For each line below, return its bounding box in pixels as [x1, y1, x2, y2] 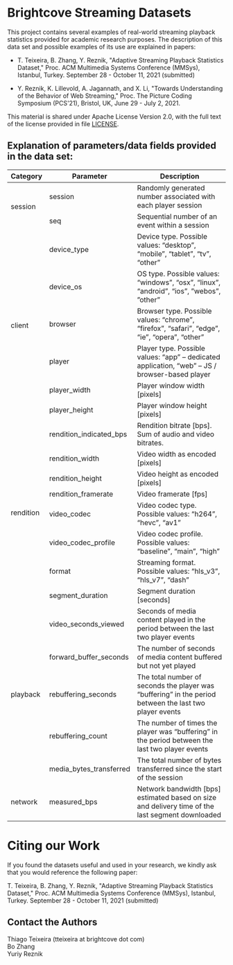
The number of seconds [137, 643, 216, 653]
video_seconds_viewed [49, 619, 125, 629]
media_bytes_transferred [49, 764, 130, 774]
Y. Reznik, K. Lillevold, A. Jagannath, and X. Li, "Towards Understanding [17, 84, 223, 92]
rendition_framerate [49, 489, 114, 499]
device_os [49, 282, 83, 291]
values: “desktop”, [137, 240, 196, 250]
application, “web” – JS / [137, 361, 217, 370]
